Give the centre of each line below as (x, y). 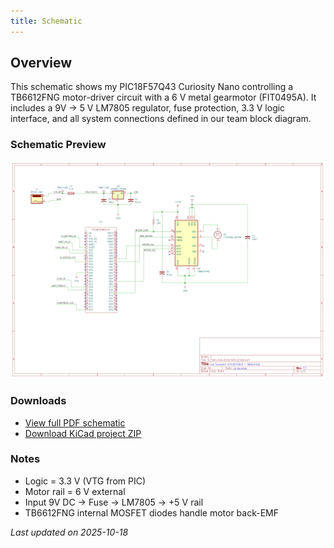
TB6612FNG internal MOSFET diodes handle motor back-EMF (151, 512)
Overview (41, 63)
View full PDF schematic (75, 422)
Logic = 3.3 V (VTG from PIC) (85, 481)
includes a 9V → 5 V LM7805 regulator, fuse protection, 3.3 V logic (148, 108)
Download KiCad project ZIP (83, 433)
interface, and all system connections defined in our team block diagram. (161, 119)
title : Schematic (46, 21)
